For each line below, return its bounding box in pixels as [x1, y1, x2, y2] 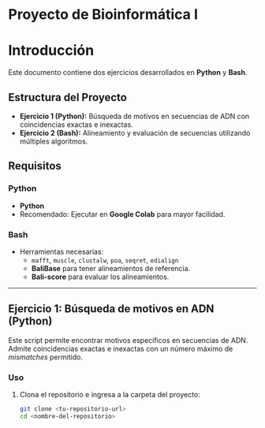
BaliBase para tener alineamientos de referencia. [31, 263, 191, 273]
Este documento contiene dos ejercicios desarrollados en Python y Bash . [8, 68, 248, 77]
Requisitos [8, 159, 62, 173]
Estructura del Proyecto [8, 91, 128, 104]
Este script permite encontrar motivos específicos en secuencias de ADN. [8, 335, 248, 344]
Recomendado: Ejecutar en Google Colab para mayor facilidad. [19, 209, 226, 218]
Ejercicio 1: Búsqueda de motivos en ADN [8, 302, 215, 316]
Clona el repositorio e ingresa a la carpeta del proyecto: [19, 390, 201, 400]
